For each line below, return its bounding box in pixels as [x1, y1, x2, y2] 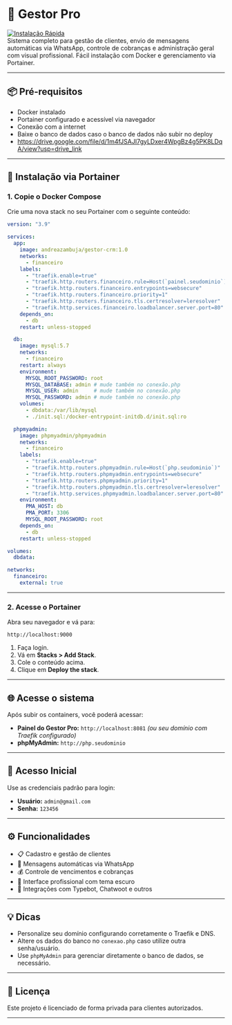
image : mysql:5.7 [19, 343, 70, 350]
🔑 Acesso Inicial [7, 765, 77, 777]
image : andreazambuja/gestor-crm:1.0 [19, 246, 128, 253]
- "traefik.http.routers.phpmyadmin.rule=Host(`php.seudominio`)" [25, 464, 221, 471]
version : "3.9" [7, 221, 51, 228]
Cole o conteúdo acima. [17, 658, 86, 666]
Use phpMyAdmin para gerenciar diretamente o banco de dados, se [17, 952, 204, 960]
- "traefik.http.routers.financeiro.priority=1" [25, 291, 168, 298]
